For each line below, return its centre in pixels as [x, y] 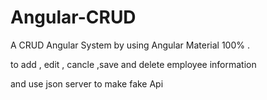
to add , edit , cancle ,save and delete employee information [133, 64]
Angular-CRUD [73, 17]
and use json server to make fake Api [87, 83]
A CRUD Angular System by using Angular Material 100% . [130, 45]
